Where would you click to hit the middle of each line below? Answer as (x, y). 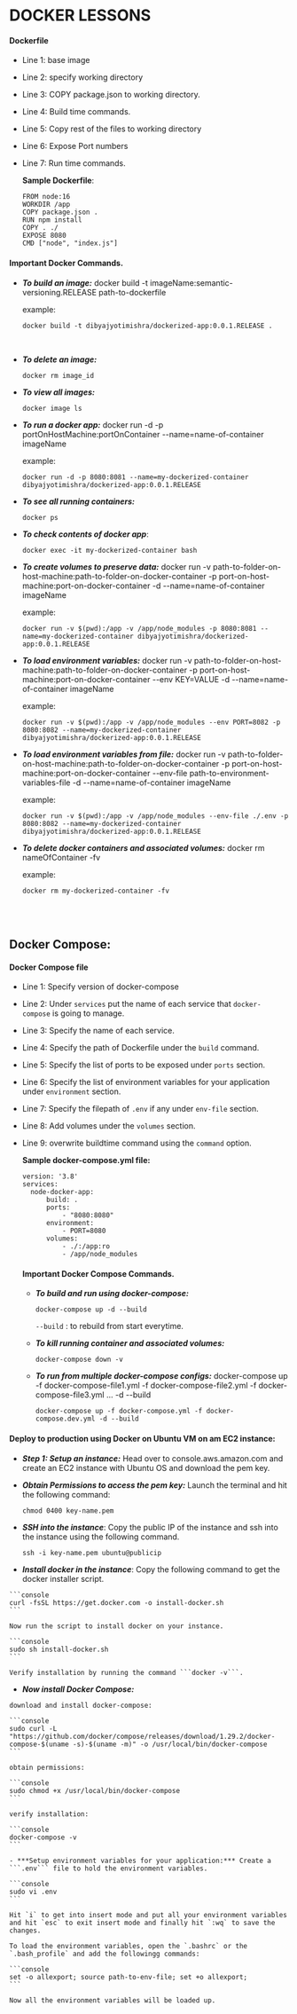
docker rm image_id (58, 375)
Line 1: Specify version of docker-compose (100, 987)
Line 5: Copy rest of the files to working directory (112, 129)
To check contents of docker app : (85, 534)
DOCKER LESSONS (80, 16)
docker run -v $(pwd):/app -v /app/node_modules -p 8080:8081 (139, 628)
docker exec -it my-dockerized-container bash (109, 550)
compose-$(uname (39, 1744)
